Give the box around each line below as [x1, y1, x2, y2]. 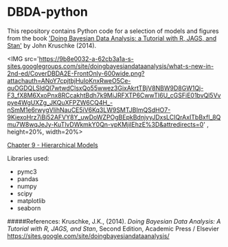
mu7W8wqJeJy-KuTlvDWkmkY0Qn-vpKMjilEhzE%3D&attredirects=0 [7, 120, 204, 128]
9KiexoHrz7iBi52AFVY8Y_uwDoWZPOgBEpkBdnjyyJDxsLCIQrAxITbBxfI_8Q [7, 113, 221, 121]
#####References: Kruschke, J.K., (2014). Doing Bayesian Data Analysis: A [7, 217, 221, 225]
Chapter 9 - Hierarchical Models [7, 141, 98, 149]
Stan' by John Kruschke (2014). [7, 41, 97, 49]
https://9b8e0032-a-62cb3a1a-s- [38, 54, 134, 62]
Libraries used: [7, 154, 49, 162]
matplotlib [16, 196, 46, 204]
